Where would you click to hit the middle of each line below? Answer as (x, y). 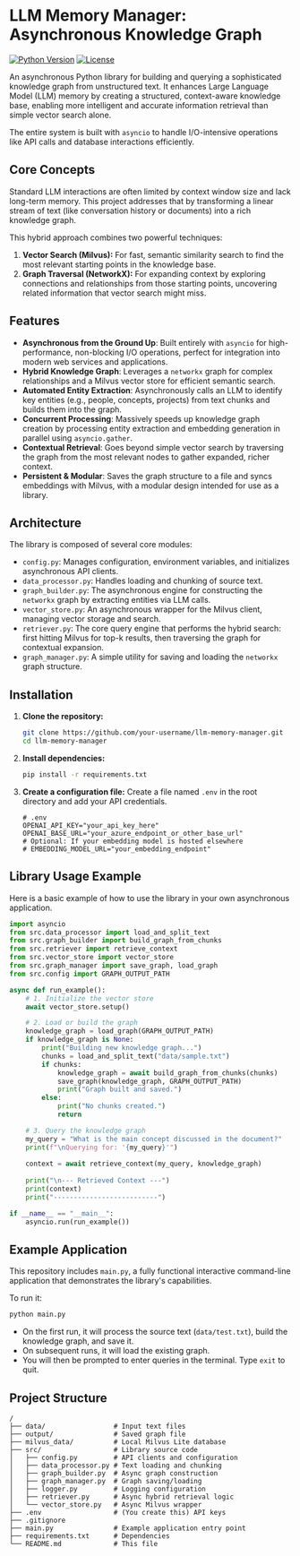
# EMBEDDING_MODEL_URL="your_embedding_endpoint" (117, 849)
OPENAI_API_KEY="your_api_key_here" (90, 825)
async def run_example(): (57, 990)
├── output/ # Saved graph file (98, 1434)
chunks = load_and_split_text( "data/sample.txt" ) (136, 1056)
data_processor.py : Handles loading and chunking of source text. (142, 581)
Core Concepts (52, 170)
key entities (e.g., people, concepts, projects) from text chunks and (146, 400)
